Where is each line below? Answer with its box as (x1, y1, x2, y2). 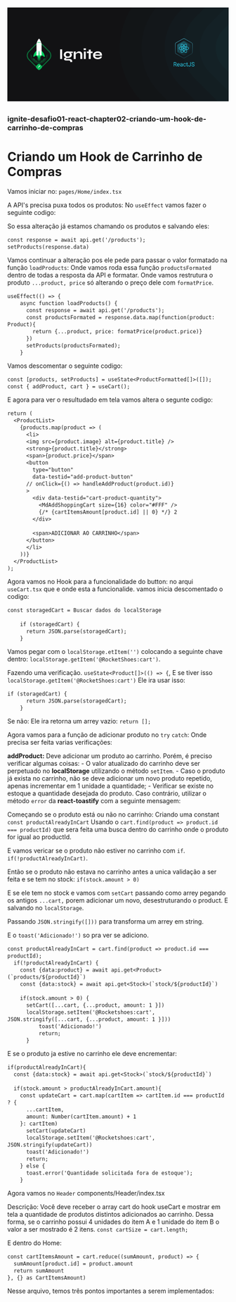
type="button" (32, 466, 74, 473)
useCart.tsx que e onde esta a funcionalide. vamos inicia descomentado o (7, 585, 223, 593)
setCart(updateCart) (25, 1127, 86, 1134)
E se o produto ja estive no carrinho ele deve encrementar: (7, 1049, 177, 1058)
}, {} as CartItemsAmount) (7, 1274, 86, 1282)
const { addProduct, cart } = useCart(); (7, 383, 131, 390)
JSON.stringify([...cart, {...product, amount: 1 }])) (7, 1015, 171, 1023)
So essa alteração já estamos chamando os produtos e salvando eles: (7, 222, 209, 230)
